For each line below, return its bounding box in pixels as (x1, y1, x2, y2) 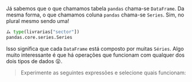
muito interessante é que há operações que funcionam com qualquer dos (6, 51, 185, 58)
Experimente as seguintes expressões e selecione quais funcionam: (20, 69, 186, 76)
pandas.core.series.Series (6, 34, 73, 40)
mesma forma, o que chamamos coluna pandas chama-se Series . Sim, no (6, 11, 184, 18)
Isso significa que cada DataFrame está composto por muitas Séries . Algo (6, 45, 184, 52)
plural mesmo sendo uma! (6, 18, 70, 24)
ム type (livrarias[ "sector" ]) (6, 29, 80, 35)
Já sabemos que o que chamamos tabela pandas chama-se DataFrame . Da (6, 5, 185, 12)
